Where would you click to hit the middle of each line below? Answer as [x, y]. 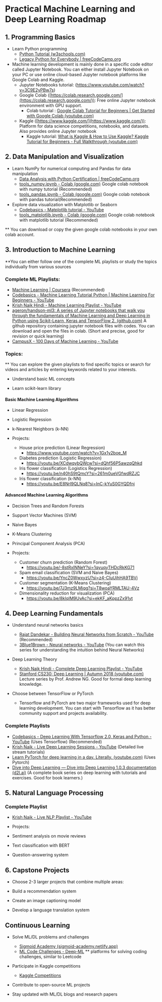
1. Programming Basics [40, 37]
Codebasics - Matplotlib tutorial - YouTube [61, 210]
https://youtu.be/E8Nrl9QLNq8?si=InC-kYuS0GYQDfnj [81, 484]
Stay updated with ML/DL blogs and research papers [65, 994]
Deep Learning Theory [34, 659]
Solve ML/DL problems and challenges [51, 937]
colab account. [20, 234]
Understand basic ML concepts [43, 379]
